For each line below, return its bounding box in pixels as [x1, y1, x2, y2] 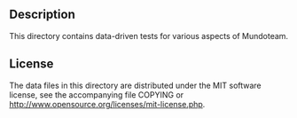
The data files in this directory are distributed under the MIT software [9, 80, 262, 90]
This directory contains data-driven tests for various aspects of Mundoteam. [9, 30, 289, 41]
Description [9, 7, 75, 22]
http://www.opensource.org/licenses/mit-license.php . [9, 98, 206, 109]
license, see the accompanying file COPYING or [9, 89, 184, 100]
